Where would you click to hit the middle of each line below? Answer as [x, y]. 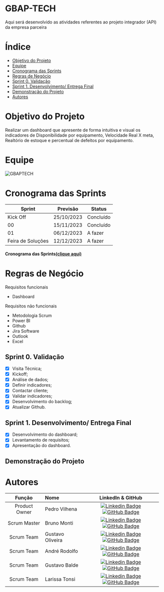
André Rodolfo [61, 551]
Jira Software [26, 331]
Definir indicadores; [32, 385]
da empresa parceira [26, 27]
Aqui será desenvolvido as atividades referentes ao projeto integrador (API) [81, 22]
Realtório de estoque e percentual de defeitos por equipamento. [70, 140]
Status [99, 209]
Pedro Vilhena [61, 509]
